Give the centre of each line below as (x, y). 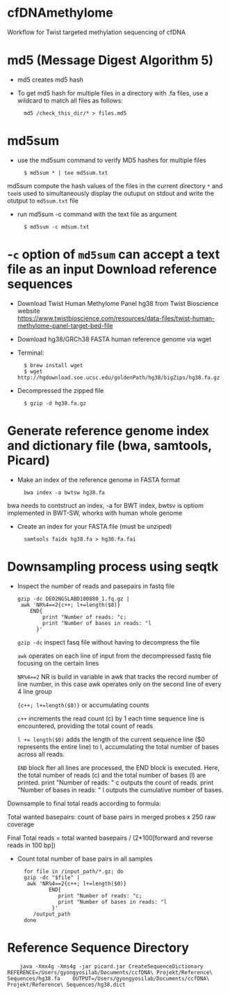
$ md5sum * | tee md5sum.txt (66, 173)
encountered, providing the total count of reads (85, 725)
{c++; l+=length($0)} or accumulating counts (83, 704)
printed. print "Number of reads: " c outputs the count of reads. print (115, 782)
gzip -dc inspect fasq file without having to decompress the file (108, 642)
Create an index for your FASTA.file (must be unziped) (95, 526)
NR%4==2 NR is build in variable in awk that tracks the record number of (118, 677)
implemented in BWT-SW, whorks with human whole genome (95, 513)
